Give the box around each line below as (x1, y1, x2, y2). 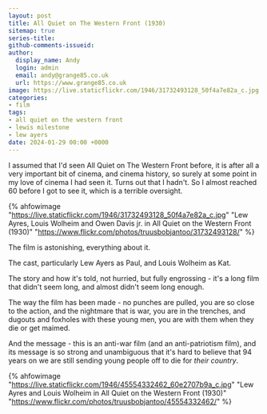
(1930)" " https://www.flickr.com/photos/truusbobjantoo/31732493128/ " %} (8, 227, 255, 236)
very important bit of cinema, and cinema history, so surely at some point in (8, 169, 257, 179)
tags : (8, 109, 26, 117)
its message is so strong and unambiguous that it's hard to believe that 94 (8, 347, 252, 356)
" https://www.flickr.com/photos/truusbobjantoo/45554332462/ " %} (8, 396, 232, 406)
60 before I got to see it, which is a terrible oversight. (8, 186, 183, 195)
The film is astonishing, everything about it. (8, 242, 150, 252)
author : (8, 49, 34, 57)
